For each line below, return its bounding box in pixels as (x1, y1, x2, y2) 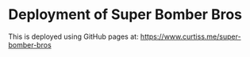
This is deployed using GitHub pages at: (8, 32, 139, 41)
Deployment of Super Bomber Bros (8, 6, 242, 24)
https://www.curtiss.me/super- (140, 32, 241, 41)
